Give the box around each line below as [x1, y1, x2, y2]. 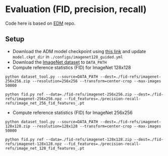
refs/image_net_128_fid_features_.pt [5, 145, 85, 151]
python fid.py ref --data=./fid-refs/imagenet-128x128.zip [5, 137, 132, 142]
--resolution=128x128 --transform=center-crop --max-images [32, 124, 161, 129]
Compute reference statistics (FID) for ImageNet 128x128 [12, 64, 131, 70]
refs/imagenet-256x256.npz [5, 96, 62, 101]
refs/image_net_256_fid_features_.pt [5, 100, 85, 106]
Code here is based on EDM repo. [5, 20, 76, 26]
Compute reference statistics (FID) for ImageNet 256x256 [12, 110, 133, 116]
